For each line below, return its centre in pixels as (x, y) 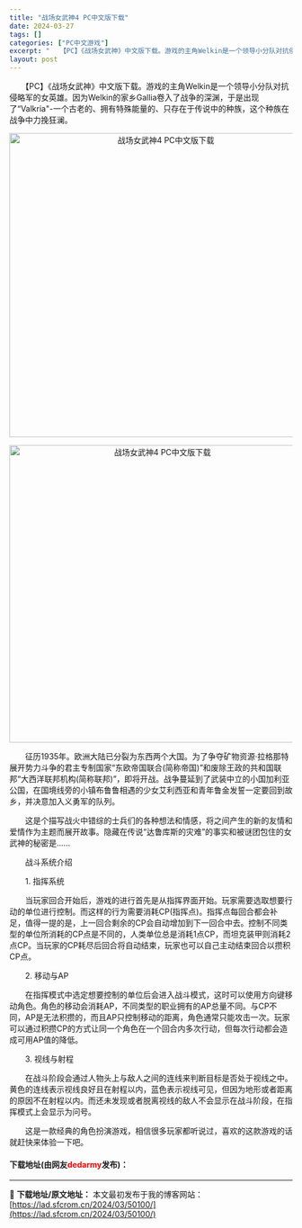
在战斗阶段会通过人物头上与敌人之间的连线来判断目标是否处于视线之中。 (159, 1078)
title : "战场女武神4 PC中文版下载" (69, 18)
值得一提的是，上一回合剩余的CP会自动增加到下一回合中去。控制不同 (152, 923)
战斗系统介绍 (49, 862)
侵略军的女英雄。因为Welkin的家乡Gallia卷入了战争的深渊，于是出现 (134, 97)
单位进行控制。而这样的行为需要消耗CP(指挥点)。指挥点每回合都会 (147, 911)
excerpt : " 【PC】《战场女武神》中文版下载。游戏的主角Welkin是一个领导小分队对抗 (149, 51)
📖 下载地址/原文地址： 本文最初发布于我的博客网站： (107, 1195)
